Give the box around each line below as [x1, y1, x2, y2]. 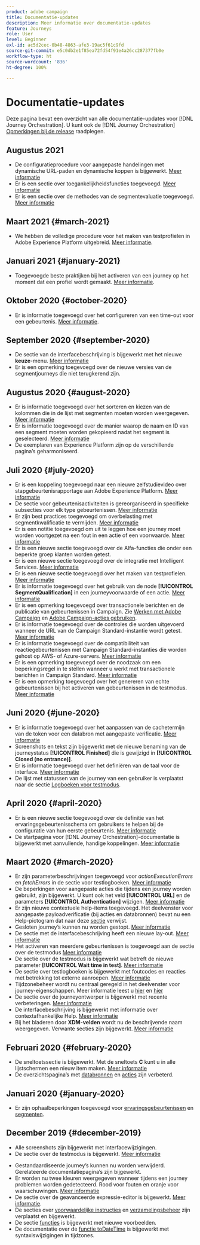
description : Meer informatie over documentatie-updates [6, 20, 151, 26]
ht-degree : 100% [6, 64, 47, 71]
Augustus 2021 [6, 145, 64, 155]
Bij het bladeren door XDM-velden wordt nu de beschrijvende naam [14, 1019, 183, 1026]
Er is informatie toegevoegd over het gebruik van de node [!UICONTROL [14, 582, 193, 590]
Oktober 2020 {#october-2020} [6, 295, 128, 306]
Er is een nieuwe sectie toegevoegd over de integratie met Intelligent [14, 557, 184, 564]
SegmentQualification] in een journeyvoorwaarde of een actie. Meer [14, 589, 185, 596]
